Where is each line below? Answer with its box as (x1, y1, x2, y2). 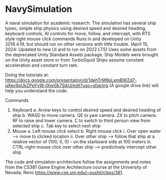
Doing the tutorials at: (5, 72, 50, 78)
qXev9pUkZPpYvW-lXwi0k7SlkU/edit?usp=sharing (5, 82, 109, 88)
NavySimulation (5, 3, 72, 15)
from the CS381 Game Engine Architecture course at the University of (5, 164, 147, 170)
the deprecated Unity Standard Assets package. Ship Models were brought (5, 51, 159, 58)
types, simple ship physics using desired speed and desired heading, (5, 25, 147, 31)
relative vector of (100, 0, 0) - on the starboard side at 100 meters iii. (12, 138, 152, 145)
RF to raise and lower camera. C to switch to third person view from (12, 117, 150, 123)
